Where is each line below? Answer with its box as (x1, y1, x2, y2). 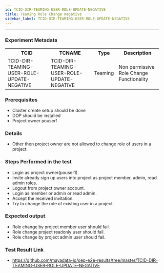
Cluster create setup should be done (12, 107, 86, 113)
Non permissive (119, 63, 155, 70)
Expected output (5, 213, 45, 219)
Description (123, 49, 152, 56)
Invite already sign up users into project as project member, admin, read (12, 175, 157, 180)
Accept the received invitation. (12, 195, 74, 201)
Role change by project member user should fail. (12, 224, 110, 230)
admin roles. (12, 180, 38, 186)
